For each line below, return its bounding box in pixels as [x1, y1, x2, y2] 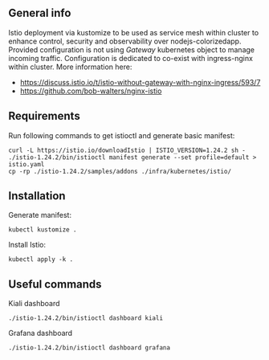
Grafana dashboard [8, 329, 73, 338]
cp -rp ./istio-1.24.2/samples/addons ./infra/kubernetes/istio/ [8, 167, 231, 175]
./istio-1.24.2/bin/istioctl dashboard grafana [8, 344, 171, 352]
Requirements [8, 109, 80, 123]
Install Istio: [8, 240, 47, 250]
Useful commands [8, 277, 102, 291]
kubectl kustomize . [8, 226, 78, 234]
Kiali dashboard [8, 299, 60, 309]
